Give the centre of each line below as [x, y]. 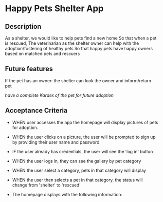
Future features [29, 69]
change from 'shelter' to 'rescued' [46, 185]
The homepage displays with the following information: [67, 194]
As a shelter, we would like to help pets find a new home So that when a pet [81, 38]
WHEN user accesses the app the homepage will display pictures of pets [85, 122]
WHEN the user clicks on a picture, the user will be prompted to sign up [84, 137]
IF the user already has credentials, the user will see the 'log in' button [82, 151]
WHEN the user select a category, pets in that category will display [79, 170]
